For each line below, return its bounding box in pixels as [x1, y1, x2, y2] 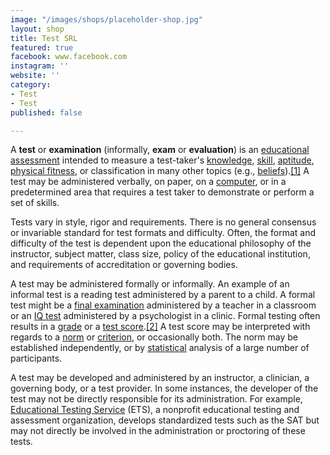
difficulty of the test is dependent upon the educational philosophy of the [10, 237, 312, 250]
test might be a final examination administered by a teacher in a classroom [10, 299, 317, 311]
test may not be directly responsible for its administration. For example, [10, 393, 303, 405]
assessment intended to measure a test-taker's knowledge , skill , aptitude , [10, 154, 315, 166]
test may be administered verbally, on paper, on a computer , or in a [10, 176, 287, 188]
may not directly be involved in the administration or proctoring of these [10, 425, 306, 437]
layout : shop [10, 24, 65, 34]
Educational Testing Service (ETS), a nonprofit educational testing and [10, 404, 300, 416]
